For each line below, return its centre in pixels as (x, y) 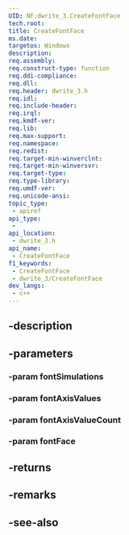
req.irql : (25, 114)
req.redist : (28, 151)
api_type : (25, 219)
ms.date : (23, 38)
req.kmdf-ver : (32, 121)
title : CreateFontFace (46, 31)
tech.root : (27, 23)
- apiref (27, 211)
